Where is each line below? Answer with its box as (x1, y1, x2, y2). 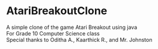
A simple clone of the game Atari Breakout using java (6, 24, 138, 31)
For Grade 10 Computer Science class (6, 30, 100, 37)
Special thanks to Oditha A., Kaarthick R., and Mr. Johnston (6, 36, 153, 43)
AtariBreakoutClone (6, 4, 108, 18)
